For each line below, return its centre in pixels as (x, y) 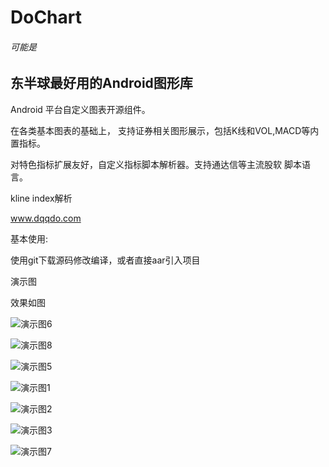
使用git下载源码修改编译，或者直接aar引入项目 (105, 260)
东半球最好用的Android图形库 (101, 83)
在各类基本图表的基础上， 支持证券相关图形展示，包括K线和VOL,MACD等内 (165, 130)
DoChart (46, 17)
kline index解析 (41, 198)
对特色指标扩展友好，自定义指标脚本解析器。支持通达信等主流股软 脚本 (156, 164)
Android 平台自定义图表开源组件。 (80, 109)
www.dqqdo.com (46, 218)
